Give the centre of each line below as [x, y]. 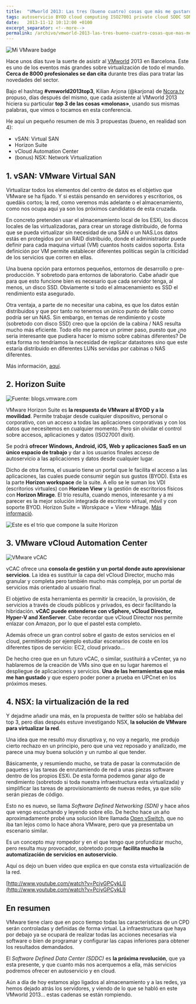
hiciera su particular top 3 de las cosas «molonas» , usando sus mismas [93, 104]
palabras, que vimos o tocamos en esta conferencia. [69, 110]
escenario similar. [27, 831]
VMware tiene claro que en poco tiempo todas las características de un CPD [98, 922]
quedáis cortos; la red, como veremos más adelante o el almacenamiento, [95, 202]
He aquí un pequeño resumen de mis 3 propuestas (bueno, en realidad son [96, 121]
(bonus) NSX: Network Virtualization [58, 157]
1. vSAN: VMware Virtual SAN [61, 176]
